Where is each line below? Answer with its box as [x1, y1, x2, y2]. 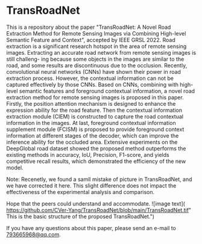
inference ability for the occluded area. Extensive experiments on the [6, 138, 178, 145]
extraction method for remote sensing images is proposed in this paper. [6, 94, 184, 101]
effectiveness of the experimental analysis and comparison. [6, 188, 155, 195]
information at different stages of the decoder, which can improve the [6, 132, 179, 139]
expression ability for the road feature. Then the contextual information [6, 106, 183, 114]
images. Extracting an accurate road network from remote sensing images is [6, 49, 197, 56]
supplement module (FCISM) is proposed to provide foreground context [6, 126, 185, 133]
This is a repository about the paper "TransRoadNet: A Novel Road [6, 23, 171, 31]
